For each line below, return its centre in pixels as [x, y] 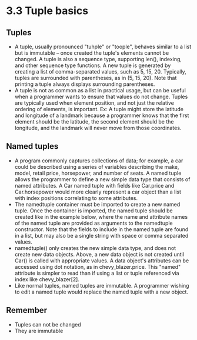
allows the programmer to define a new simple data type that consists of [102, 179]
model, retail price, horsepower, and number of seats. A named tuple [98, 173]
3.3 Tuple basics [47, 11]
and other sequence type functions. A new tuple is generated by [93, 65]
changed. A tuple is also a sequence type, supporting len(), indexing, [98, 59]
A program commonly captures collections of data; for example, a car [99, 161]
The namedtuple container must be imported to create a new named [97, 204]
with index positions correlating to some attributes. [76, 198]
